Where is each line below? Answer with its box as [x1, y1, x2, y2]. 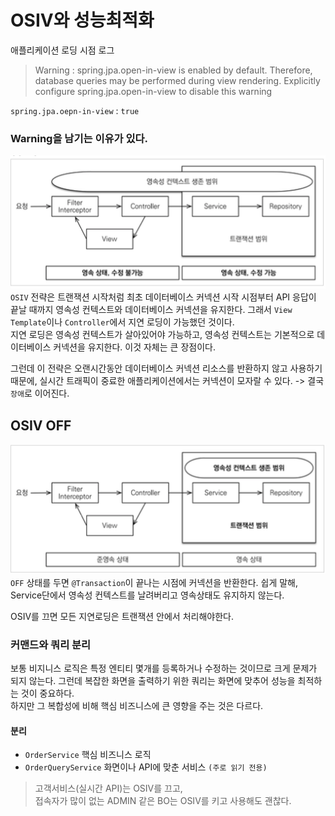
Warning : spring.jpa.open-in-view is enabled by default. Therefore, [34, 64, 313, 76]
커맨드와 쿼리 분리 [10, 637, 92, 651]
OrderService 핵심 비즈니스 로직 [24, 749, 152, 761]
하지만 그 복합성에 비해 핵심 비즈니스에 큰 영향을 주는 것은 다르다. [10, 700, 264, 712]
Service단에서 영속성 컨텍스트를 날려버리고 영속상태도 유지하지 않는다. [10, 589, 285, 601]
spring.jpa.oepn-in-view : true [10, 104, 140, 116]
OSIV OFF [10, 417, 72, 434]
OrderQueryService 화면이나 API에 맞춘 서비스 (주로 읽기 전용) [24, 761, 268, 773]
